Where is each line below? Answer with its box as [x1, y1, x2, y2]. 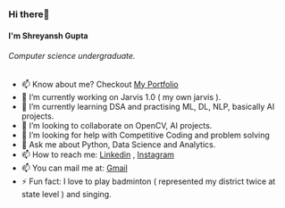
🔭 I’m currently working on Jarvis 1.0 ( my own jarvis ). [21, 91, 222, 102]
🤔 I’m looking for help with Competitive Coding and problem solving [21, 129, 270, 140]
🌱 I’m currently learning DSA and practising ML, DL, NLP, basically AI [21, 101, 275, 112]
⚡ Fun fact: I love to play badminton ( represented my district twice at [21, 176, 276, 187]
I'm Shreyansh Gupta [8, 30, 88, 41]
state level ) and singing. [21, 188, 113, 199]
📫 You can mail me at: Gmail [21, 162, 129, 173]
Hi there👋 [8, 8, 50, 21]
